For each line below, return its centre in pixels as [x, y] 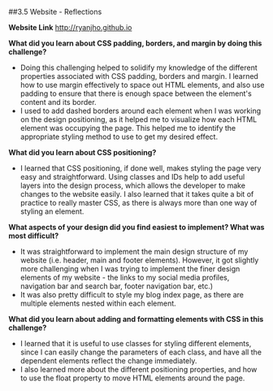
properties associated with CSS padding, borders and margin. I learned [139, 76]
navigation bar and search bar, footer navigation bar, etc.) [117, 286]
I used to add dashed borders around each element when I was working [141, 111]
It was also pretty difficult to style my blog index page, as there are [132, 295]
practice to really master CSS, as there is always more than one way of [139, 203]
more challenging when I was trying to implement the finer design [130, 269]
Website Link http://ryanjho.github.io [70, 27]
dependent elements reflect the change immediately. [108, 361]
